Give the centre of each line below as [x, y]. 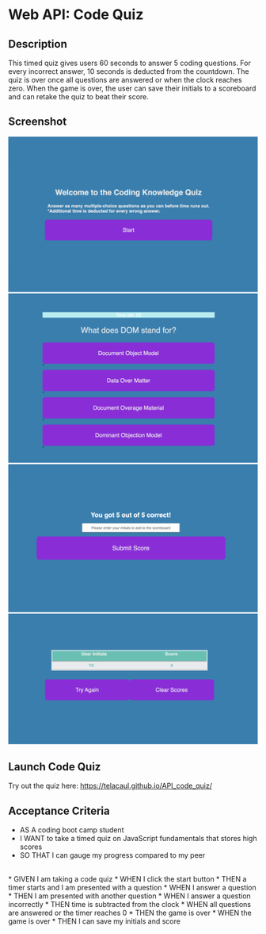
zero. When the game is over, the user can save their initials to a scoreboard [132, 88]
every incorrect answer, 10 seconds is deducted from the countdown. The [129, 71]
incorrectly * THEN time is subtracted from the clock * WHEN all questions [130, 905]
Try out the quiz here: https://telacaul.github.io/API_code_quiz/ [110, 786]
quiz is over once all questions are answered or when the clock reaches [125, 80]
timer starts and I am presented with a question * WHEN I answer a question [132, 888]
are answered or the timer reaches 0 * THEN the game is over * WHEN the [130, 913]
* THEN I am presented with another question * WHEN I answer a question [129, 896]
